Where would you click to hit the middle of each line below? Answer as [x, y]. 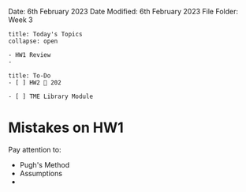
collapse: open [33, 41]
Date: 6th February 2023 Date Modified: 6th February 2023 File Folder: [123, 11]
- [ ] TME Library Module [50, 96]
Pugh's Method [45, 164]
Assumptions [41, 173]
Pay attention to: [35, 149]
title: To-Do [30, 76]
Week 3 [20, 20]
